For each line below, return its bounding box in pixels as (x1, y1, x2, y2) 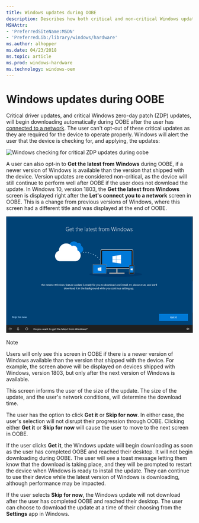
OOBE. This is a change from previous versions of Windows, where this (6, 198, 181, 205)
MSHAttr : (6, 22, 28, 28)
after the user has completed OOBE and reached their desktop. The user (6, 497, 183, 505)
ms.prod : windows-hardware (6, 59, 73, 65)
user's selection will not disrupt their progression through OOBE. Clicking (6, 418, 185, 425)
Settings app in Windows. (6, 511, 70, 518)
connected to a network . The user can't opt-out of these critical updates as (6, 125, 190, 132)
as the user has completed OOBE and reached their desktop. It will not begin (6, 448, 193, 455)
